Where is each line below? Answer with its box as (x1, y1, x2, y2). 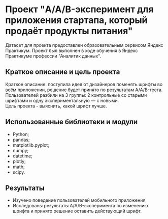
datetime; (12, 153, 33, 159)
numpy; (12, 147, 29, 153)
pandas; (12, 136, 30, 143)
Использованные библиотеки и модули (5, 118, 138, 126)
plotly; (12, 158, 26, 164)
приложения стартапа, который (5, 14, 148, 26)
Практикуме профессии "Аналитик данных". (5, 52, 102, 59)
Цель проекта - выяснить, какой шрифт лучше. (5, 103, 108, 109)
